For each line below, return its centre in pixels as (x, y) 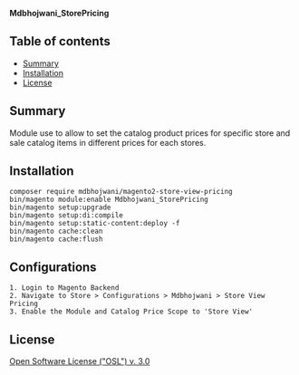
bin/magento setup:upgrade (60, 207)
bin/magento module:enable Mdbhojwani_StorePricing (109, 200)
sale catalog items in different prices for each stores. (108, 142)
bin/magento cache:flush (56, 239)
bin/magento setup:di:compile (67, 216)
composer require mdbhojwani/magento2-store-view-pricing (121, 192)
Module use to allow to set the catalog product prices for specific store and (150, 133)
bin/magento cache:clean (56, 231)
